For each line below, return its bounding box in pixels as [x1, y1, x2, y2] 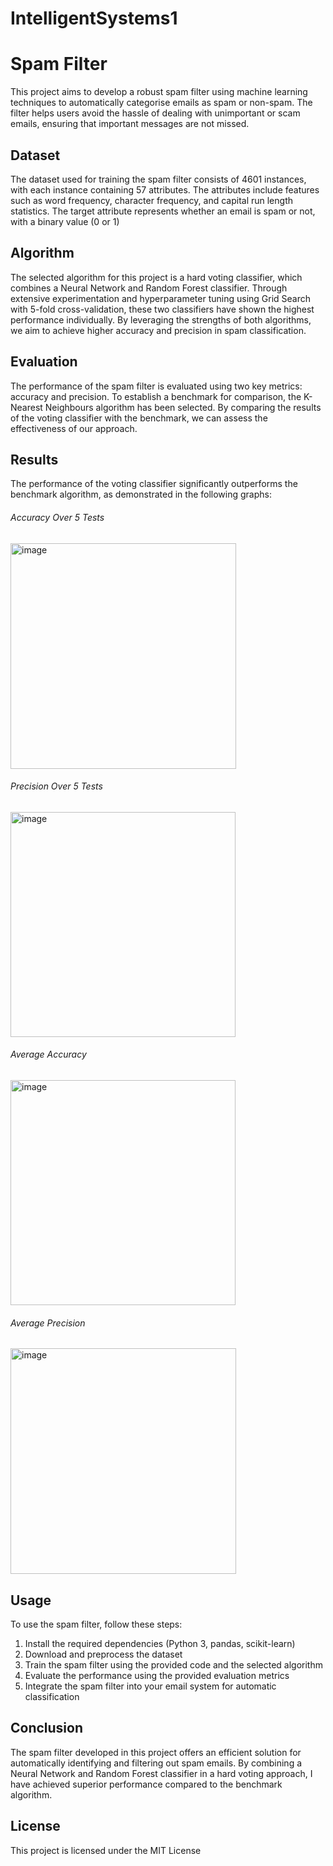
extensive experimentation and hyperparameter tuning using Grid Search [10, 292, 312, 304]
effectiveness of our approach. [10, 422, 138, 434]
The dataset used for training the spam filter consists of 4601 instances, [10, 173, 307, 185]
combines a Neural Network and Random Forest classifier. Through [10, 282, 288, 294]
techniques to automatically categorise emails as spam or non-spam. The [10, 97, 313, 109]
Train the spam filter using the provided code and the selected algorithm [24, 1659, 323, 1671]
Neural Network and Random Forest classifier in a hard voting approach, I [10, 1767, 313, 1779]
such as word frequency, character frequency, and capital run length [10, 194, 293, 206]
